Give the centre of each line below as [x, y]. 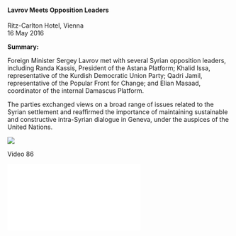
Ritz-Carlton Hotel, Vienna [45, 26]
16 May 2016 [26, 33]
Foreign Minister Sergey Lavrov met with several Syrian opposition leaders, [117, 61]
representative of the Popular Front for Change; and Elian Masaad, [104, 83]
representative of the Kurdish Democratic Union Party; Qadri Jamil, [105, 76]
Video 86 [21, 154]
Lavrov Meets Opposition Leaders [58, 10]
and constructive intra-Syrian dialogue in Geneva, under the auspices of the [118, 120]
